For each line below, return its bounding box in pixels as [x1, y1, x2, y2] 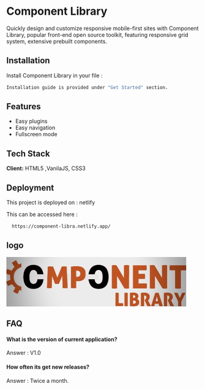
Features [6, 101, 41, 112]
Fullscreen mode [15, 131, 58, 138]
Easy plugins [15, 118, 48, 125]
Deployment [6, 182, 54, 193]
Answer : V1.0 [6, 349, 41, 356]
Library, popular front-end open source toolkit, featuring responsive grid [6, 31, 188, 38]
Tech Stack [6, 148, 50, 159]
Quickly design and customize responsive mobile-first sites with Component [6, 25, 199, 32]
